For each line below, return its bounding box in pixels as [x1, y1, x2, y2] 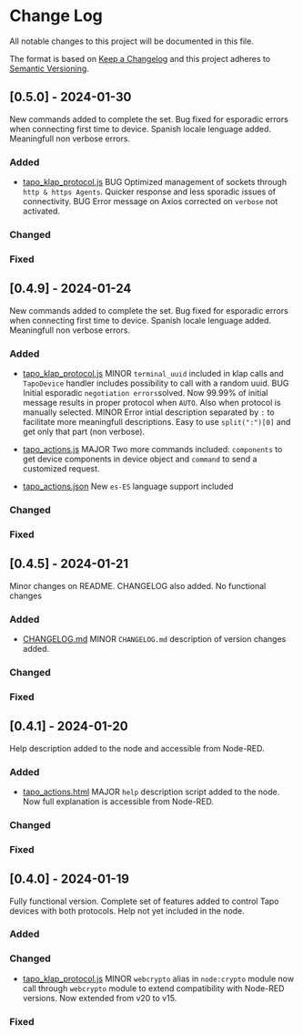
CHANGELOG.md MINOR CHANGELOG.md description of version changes [22, 633, 287, 644]
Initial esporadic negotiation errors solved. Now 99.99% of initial [22, 388, 268, 398]
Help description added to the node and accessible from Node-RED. [9, 742, 266, 753]
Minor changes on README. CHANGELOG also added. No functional [9, 580, 267, 591]
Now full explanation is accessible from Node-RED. [22, 795, 214, 807]
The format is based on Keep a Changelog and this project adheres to [9, 53, 271, 64]
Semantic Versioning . [9, 63, 89, 74]
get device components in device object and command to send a [22, 453, 258, 464]
